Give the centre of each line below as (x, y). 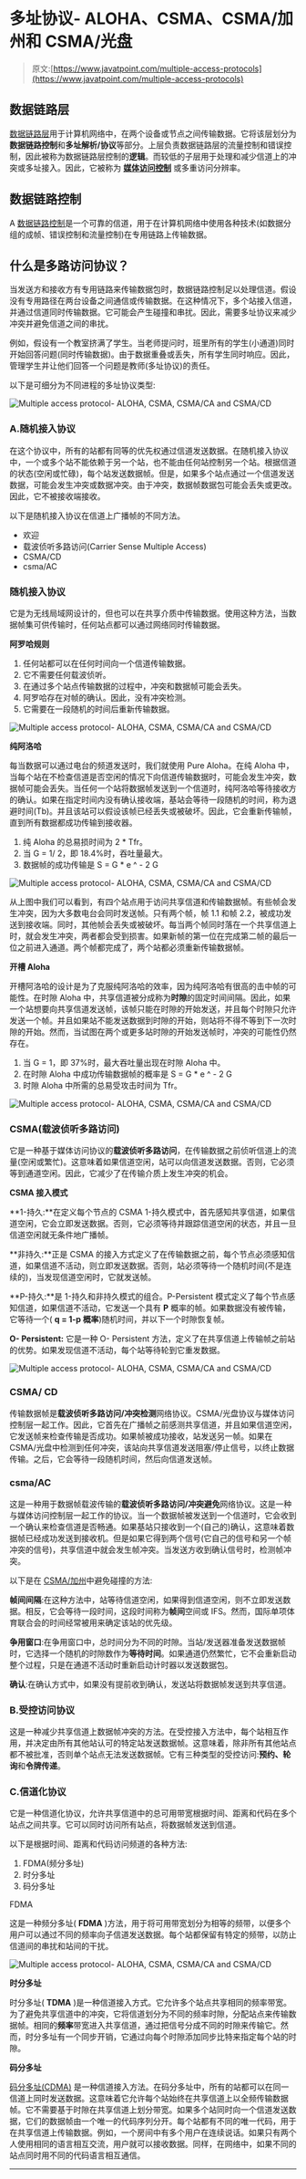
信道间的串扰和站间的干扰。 (61, 1946)
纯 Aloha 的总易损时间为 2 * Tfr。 (85, 841)
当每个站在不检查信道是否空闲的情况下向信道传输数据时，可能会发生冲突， (149, 777)
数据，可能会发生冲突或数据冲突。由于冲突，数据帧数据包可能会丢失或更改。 (153, 485)
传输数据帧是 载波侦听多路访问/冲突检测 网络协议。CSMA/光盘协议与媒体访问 (152, 1413)
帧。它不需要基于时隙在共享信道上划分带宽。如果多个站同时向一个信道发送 (149, 2110)
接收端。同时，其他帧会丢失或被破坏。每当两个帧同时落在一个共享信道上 (161, 924)
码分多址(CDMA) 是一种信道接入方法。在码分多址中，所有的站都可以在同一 (149, 2087)
